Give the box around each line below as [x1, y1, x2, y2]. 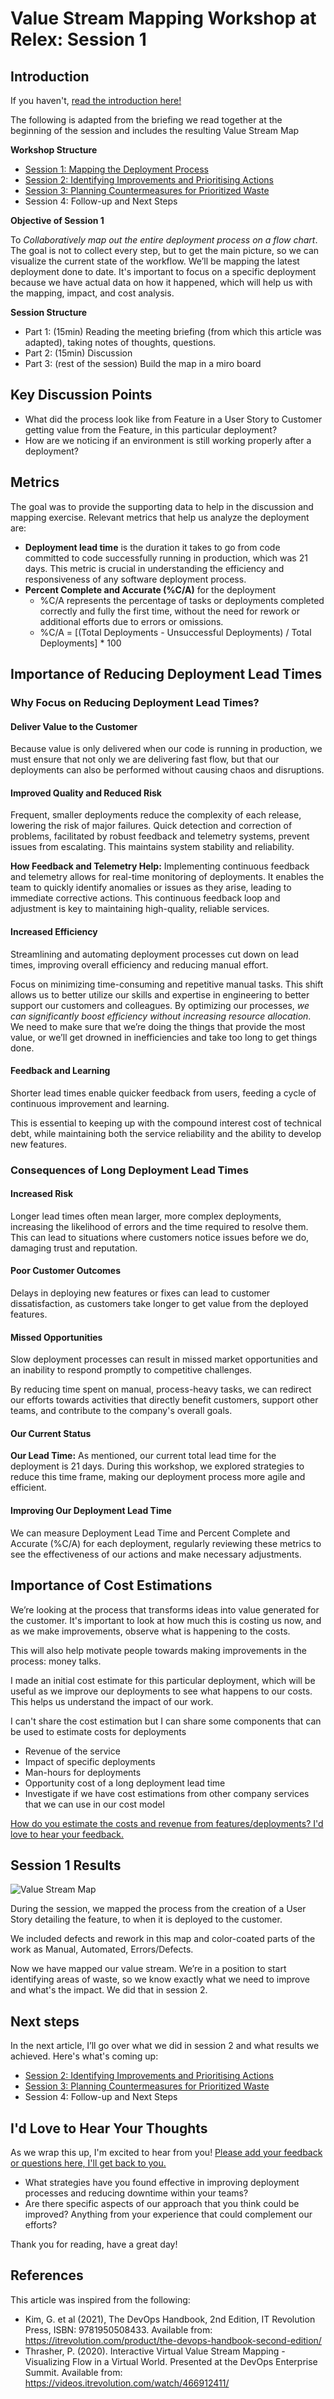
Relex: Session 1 [10, 28, 147, 51]
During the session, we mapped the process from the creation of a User [10, 1903, 307, 1915]
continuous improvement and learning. [10, 1097, 170, 1109]
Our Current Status [10, 1427, 92, 1439]
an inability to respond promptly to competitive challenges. [10, 1364, 253, 1376]
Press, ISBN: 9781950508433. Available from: [24, 2323, 213, 2336]
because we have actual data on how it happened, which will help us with [10, 277, 313, 288]
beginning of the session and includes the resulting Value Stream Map [10, 125, 300, 136]
